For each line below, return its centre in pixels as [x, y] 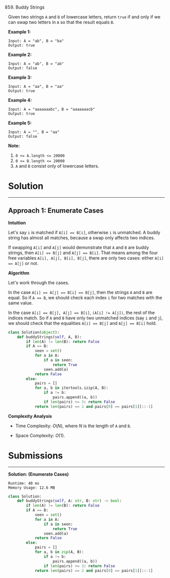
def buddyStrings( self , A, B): [49, 337]
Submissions [36, 455]
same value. [21, 303]
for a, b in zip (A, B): [59, 552]
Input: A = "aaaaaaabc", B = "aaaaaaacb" [52, 109]
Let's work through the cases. [39, 283]
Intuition [17, 223]
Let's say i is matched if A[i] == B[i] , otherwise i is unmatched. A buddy [84, 232]
